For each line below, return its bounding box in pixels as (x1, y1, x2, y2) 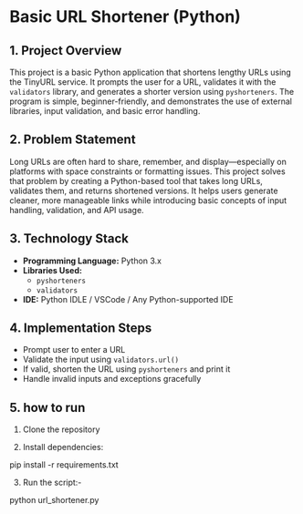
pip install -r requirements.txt (9, 459, 119, 470)
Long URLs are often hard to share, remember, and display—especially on (9, 156, 287, 167)
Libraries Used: (22, 264, 82, 275)
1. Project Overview (9, 43, 122, 58)
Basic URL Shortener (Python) (9, 6, 242, 27)
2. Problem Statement (9, 132, 136, 148)
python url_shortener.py (9, 495, 99, 506)
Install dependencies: (22, 442, 104, 453)
